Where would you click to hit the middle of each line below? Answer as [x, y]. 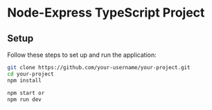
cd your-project [30, 74]
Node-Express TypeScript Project [106, 13]
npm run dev [24, 99]
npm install [24, 80]
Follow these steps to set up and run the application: [82, 55]
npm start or [26, 93]
